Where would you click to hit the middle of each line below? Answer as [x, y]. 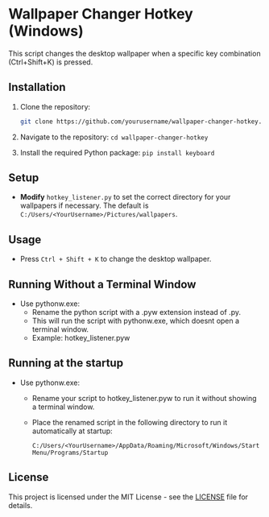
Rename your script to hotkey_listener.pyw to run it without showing [144, 398]
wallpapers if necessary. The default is [84, 205]
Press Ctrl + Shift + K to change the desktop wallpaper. [116, 259]
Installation [37, 87]
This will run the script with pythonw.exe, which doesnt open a [136, 321]
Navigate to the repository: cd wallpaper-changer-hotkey [114, 137]
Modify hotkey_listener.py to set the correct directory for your [125, 197]
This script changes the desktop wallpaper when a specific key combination [134, 53]
